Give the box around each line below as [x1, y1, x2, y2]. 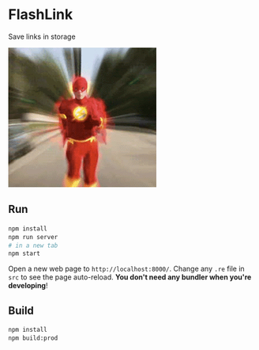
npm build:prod [8, 334, 58, 342]
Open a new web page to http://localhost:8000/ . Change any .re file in [8, 264, 245, 274]
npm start [8, 249, 41, 258]
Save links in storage [8, 32, 77, 41]
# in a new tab [8, 242, 58, 249]
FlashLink [8, 6, 73, 24]
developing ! [8, 281, 48, 291]
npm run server [8, 233, 58, 241]
